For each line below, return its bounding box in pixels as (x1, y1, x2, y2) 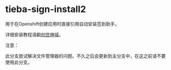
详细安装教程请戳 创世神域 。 (5, 31, 64, 37)
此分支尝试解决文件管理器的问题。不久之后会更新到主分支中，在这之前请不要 (5, 53, 166, 59)
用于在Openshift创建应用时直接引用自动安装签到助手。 (5, 21, 120, 27)
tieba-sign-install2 (5, 4, 87, 15)
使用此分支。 (5, 59, 32, 65)
